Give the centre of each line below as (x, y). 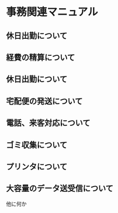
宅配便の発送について (44, 101)
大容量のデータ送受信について (60, 189)
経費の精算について (41, 57)
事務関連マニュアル (52, 12)
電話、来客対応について (48, 123)
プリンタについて (37, 166)
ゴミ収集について (37, 145)
